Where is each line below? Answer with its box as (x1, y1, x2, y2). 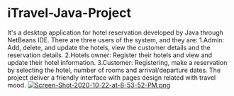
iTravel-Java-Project (7, 5, 131, 21)
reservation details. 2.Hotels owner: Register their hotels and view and (7, 51, 213, 59)
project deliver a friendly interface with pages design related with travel (7, 73, 216, 82)
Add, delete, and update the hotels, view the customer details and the (7, 43, 211, 52)
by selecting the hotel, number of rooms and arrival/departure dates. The (7, 66, 221, 74)
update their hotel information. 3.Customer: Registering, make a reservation (7, 58, 228, 66)
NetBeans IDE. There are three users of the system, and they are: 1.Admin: (7, 35, 225, 44)
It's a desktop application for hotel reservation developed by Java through (7, 28, 223, 37)
